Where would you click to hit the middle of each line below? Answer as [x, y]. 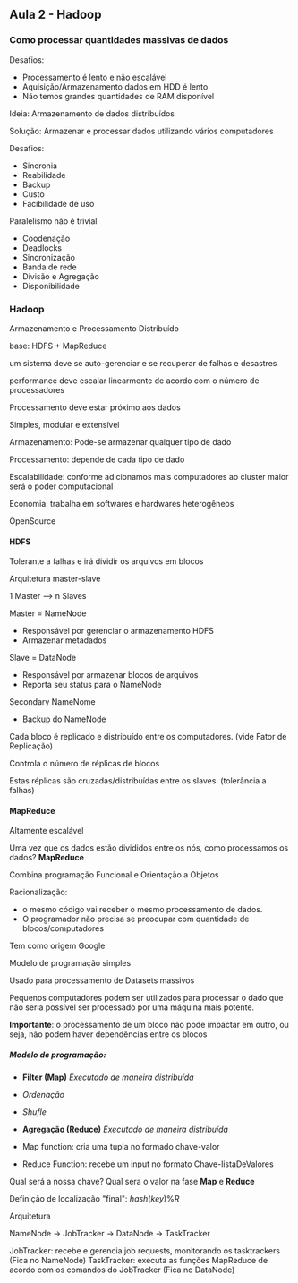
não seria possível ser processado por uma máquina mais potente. [132, 1007]
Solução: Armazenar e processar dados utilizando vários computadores [142, 131]
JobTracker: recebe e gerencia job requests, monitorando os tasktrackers [145, 1251]
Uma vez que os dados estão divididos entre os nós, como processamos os [149, 848]
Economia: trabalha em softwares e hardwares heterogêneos [122, 503]
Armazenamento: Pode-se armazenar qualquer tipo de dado [120, 441]
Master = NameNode [48, 613]
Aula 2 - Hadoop [55, 15]
